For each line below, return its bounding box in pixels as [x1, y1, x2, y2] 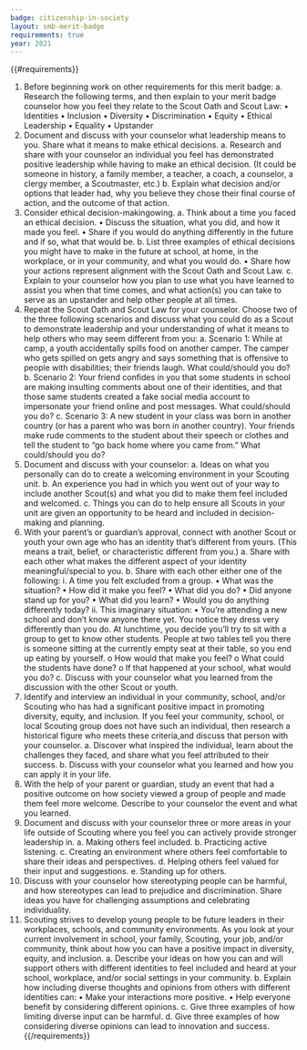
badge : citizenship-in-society [10, 13, 129, 23]
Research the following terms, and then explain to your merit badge [23, 91, 277, 102]
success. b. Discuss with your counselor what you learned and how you [23, 759, 294, 770]
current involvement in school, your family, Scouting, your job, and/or [23, 933, 284, 944]
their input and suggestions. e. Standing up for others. [23, 866, 227, 877]
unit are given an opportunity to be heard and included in [23, 508, 238, 519]
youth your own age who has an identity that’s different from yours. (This [23, 537, 297, 548]
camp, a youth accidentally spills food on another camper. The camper [23, 343, 290, 354]
